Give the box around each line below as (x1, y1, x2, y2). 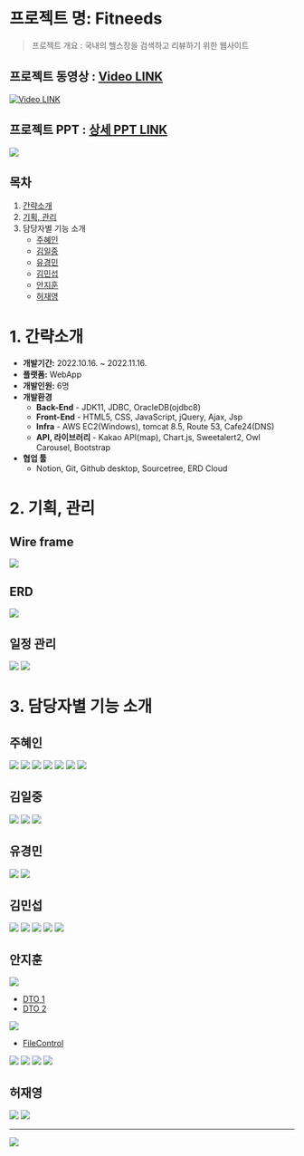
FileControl (22, 1038, 64, 1049)
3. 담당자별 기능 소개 (9, 697, 152, 717)
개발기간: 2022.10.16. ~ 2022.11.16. (22, 358, 147, 369)
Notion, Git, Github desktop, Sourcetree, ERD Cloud (35, 463, 228, 474)
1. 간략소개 (9, 326, 84, 347)
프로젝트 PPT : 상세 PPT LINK (9, 122, 168, 138)
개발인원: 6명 (22, 381, 70, 391)
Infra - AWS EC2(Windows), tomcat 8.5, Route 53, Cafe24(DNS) (35, 421, 275, 432)
